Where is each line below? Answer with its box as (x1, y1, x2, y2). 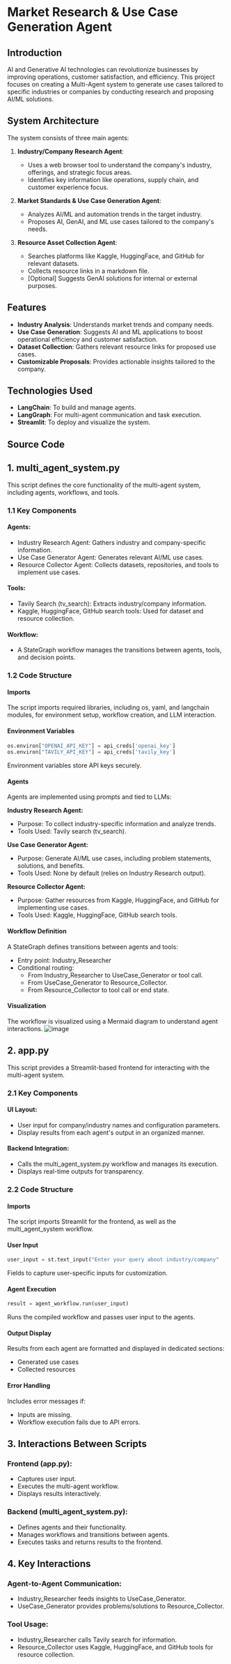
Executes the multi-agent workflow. (17, 1482, 120, 1490)
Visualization (7, 1002, 47, 1010)
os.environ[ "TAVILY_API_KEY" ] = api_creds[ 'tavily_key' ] (7, 749, 176, 756)
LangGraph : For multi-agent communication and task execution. (17, 411, 202, 419)
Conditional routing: (17, 964, 74, 972)
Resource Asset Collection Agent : (17, 238, 118, 246)
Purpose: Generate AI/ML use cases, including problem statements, (17, 854, 212, 862)
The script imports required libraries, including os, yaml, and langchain (7, 703, 210, 712)
